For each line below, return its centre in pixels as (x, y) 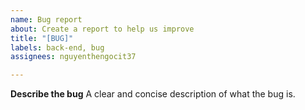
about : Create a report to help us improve (102, 29)
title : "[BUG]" (42, 38)
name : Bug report (46, 19)
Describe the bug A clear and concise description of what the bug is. (153, 94)
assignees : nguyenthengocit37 (73, 57)
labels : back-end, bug (57, 47)
